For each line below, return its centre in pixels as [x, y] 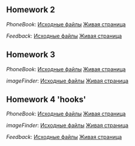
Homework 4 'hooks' [46, 100]
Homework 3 [31, 55]
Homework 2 [31, 10]
